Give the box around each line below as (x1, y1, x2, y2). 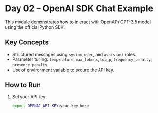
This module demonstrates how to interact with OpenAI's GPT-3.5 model (5, 19, 151, 25)
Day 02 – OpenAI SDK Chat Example (5, 3, 154, 14)
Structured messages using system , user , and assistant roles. (12, 51, 137, 57)
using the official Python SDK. (5, 24, 65, 30)
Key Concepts (5, 38, 49, 47)
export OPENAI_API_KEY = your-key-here (12, 103, 89, 108)
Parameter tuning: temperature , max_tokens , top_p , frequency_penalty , (12, 56, 152, 62)
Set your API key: (12, 94, 47, 100)
